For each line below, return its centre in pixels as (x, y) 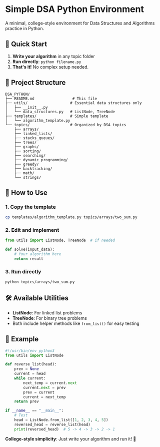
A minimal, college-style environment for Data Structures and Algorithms (80, 23)
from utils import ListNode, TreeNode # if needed (60, 241)
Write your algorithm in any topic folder (53, 56)
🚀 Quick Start (26, 44)
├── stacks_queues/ (34, 138)
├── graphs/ (26, 147)
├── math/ (24, 173)
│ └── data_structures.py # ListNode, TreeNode (60, 112)
